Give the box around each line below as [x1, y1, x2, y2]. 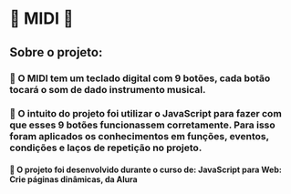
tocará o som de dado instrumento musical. [9, 83, 206, 96]
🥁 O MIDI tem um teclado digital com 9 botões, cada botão [9, 72, 271, 85]
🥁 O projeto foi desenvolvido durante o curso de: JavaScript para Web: [9, 164, 283, 176]
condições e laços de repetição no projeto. [9, 141, 203, 154]
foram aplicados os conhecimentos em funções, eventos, [9, 130, 269, 143]
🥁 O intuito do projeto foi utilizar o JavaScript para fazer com [9, 107, 283, 120]
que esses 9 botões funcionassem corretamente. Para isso [9, 118, 275, 131]
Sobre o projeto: [9, 45, 103, 60]
